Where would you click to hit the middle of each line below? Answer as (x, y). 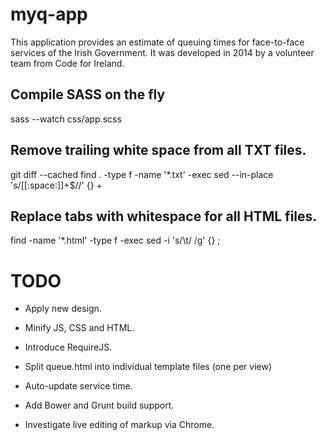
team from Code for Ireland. (67, 63)
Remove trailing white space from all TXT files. (158, 150)
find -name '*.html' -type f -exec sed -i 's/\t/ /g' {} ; (115, 240)
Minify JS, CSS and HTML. (79, 328)
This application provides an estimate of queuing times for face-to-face (157, 42)
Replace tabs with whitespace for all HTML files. (164, 216)
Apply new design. (63, 309)
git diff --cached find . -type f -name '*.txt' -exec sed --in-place (142, 174)
